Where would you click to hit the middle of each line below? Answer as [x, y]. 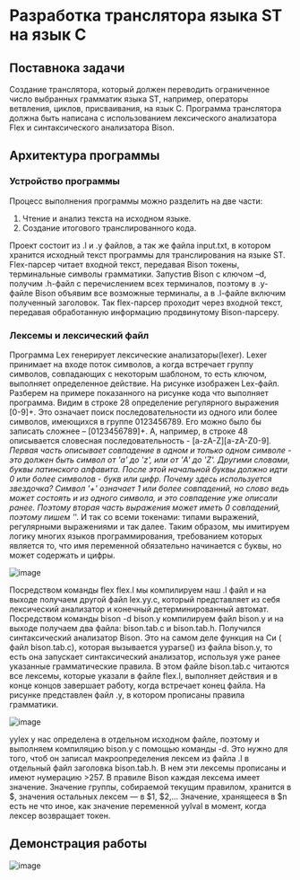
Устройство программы [65, 181]
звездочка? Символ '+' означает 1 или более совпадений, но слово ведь [149, 488]
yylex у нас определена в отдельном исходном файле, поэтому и [134, 739]
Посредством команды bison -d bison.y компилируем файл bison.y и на [146, 618]
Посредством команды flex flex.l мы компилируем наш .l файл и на [138, 590]
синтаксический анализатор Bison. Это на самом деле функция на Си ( [146, 638]
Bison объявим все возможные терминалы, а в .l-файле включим [161, 293]
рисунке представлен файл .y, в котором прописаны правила [127, 695]
